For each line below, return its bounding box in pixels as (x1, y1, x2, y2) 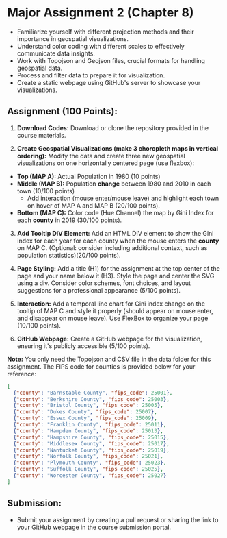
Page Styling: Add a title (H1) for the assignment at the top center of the (16, 264, 220, 272)
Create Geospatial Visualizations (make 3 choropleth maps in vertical (16, 144, 219, 152)
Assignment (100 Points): (7, 106, 118, 117)
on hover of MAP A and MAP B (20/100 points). (27, 201, 161, 210)
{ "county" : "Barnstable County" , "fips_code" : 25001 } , (13, 389, 173, 396)
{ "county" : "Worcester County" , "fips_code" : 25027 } (13, 472, 167, 479)
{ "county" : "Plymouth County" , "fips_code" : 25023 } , (13, 459, 167, 467)
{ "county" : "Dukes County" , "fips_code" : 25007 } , (13, 408, 157, 415)
